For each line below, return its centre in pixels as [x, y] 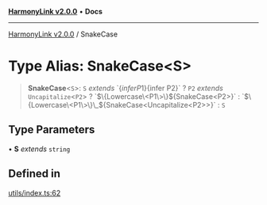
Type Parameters [52, 130]
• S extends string [39, 149]
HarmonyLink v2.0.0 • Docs [56, 11]
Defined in [35, 174]
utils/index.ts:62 [35, 192]
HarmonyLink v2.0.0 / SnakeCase [63, 34]
